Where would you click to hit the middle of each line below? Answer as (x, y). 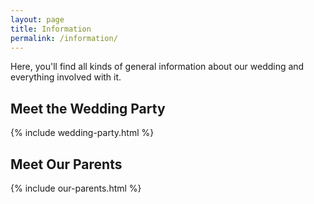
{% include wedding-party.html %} (82, 133)
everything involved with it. (66, 77)
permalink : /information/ (64, 38)
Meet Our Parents (66, 164)
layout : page (37, 19)
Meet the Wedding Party (88, 108)
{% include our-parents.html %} (76, 188)
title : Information (51, 29)
